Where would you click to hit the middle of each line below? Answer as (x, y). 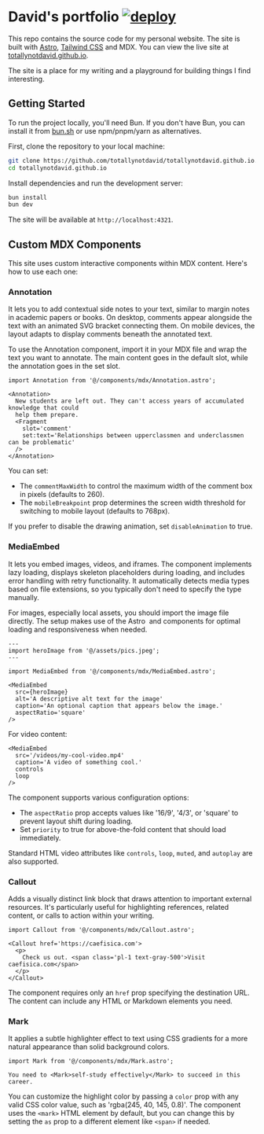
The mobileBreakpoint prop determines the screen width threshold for (132, 503)
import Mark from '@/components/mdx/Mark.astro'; (91, 1062)
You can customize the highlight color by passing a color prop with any (124, 1096)
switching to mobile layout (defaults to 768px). (95, 511)
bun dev (21, 204)
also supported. (33, 861)
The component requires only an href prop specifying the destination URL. (129, 992)
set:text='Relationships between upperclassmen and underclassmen (133, 436)
